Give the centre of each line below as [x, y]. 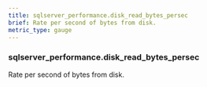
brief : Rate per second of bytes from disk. [82, 23]
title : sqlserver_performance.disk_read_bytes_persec [98, 15]
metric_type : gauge [40, 30]
